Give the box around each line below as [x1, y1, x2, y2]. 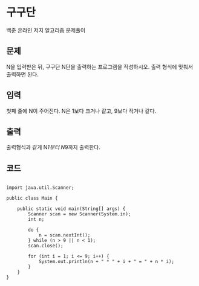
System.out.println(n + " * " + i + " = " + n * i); [38, 259, 174, 265]
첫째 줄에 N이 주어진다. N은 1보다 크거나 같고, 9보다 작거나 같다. [6, 107, 157, 115]
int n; [28, 217, 45, 223]
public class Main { [6, 195, 59, 202]
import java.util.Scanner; [6, 185, 74, 191]
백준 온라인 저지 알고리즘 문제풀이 [6, 27, 86, 34]
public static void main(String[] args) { [17, 206, 126, 212]
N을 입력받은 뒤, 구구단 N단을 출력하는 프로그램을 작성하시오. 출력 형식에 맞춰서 [6, 63, 194, 70]
